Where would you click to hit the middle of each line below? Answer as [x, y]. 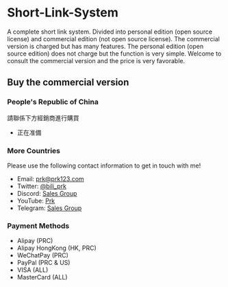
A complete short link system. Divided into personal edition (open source [110, 32]
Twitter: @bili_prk [42, 186]
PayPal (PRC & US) [43, 263]
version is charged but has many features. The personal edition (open [105, 46]
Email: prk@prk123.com [50, 179]
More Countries [34, 150]
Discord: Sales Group [47, 193]
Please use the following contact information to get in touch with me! [104, 165]
